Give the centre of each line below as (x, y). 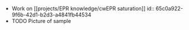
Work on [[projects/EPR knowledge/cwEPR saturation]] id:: (83, 9)
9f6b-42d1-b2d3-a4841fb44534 (51, 15)
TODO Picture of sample (41, 21)
